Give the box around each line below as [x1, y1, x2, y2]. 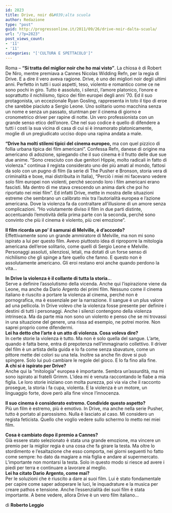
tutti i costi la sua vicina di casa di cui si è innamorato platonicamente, [5, 125, 153, 131]
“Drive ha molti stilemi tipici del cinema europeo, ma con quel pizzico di [5, 140, 160, 147]
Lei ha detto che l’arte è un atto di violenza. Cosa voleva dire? [5, 330, 139, 336]
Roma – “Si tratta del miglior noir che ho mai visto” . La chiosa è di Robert [5, 65, 162, 71]
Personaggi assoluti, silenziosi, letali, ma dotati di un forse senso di [5, 249, 147, 255]
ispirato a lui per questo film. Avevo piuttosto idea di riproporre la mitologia [5, 238, 163, 244]
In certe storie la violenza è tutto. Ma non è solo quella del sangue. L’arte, [5, 335, 160, 341]
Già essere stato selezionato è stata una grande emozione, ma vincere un [5, 437, 161, 443]
